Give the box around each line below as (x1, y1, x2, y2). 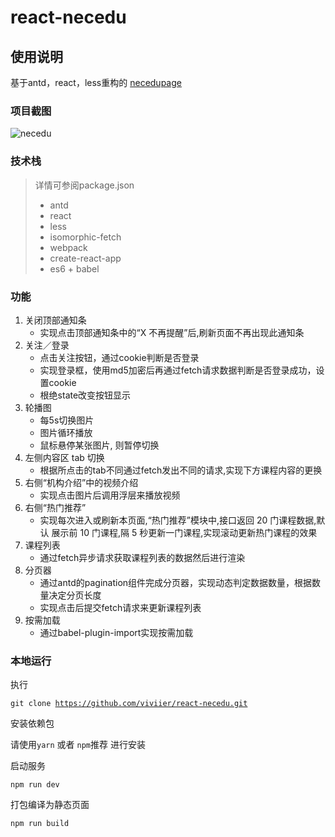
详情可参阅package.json (34, 179, 135, 191)
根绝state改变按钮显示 (39, 389, 132, 401)
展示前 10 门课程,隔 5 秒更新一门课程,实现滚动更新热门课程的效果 (51, 526, 318, 538)
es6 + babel (49, 262, 100, 275)
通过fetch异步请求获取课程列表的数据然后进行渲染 (39, 551, 246, 563)
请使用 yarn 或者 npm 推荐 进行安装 (10, 739, 146, 751)
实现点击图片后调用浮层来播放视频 (39, 489, 181, 501)
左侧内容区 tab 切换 (24, 451, 105, 463)
